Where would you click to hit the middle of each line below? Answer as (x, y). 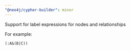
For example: (19, 34)
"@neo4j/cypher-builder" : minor (39, 10)
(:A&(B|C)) (16, 43)
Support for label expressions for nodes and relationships (65, 24)
